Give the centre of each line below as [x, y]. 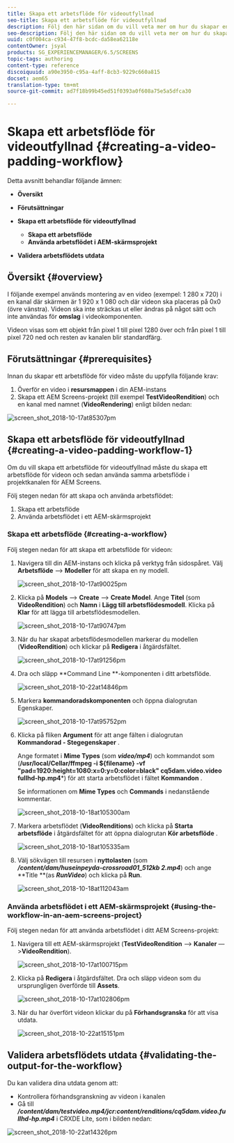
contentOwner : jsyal [37, 46]
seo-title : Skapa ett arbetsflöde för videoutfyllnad [87, 20]
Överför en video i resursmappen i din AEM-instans [92, 389]
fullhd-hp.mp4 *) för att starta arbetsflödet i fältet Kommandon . [110, 778]
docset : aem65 [28, 78]
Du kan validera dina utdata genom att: [63, 1082]
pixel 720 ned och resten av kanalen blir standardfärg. [85, 337]
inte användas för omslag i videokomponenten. [75, 316]
